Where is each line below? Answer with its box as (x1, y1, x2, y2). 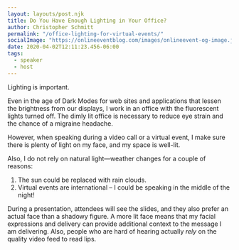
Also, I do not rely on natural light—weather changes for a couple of (7, 154, 206, 163)
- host (14, 63, 33, 70)
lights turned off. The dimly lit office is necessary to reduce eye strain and (7, 112, 224, 120)
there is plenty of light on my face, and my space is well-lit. (7, 140, 181, 149)
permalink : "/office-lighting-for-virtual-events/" (7, 30, 164, 38)
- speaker (14, 57, 43, 64)
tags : (7, 50, 23, 58)
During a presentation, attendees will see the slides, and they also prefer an (7, 204, 229, 213)
